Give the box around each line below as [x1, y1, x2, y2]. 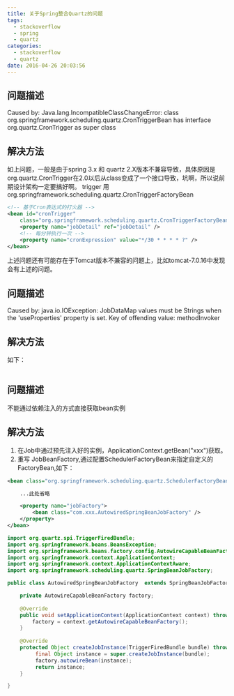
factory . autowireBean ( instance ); [35, 657, 132, 664]
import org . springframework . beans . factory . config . [7, 547, 157, 554]
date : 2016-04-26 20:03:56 [7, 62, 86, 69]
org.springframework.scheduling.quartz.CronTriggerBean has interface [7, 116, 211, 124]
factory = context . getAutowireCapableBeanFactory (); [32, 618, 189, 625]
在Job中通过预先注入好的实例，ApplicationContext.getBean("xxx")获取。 [17, 446, 227, 454]
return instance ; [35, 663, 86, 670]
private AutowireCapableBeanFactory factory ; [19, 592, 155, 599]
